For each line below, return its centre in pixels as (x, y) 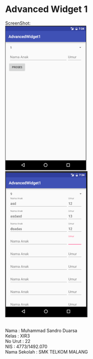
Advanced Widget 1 (46, 9)
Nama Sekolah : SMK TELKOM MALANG (47, 351)
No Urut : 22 (18, 341)
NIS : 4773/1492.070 (26, 346)
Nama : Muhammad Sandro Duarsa (41, 330)
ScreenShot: (18, 23)
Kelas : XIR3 (17, 336)
